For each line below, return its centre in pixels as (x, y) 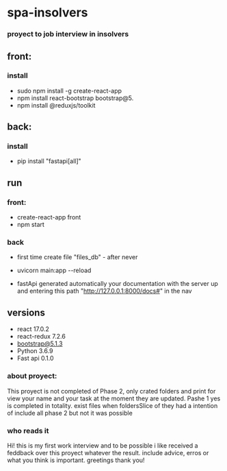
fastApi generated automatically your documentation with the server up (118, 284)
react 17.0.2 (33, 329)
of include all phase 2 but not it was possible (70, 413)
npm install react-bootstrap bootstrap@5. (75, 98)
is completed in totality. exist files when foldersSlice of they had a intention (112, 405)
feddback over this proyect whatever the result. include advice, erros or (108, 452)
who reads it (28, 431)
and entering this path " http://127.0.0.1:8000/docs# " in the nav (105, 291)
